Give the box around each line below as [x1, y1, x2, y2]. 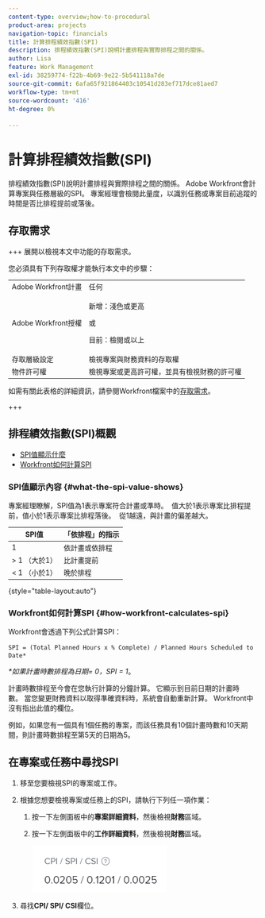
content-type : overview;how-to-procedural [8, 13, 151, 21]
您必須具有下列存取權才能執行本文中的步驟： [8, 263, 155, 273]
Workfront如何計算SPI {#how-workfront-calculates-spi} [8, 607, 229, 619]
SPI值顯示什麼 [19, 449, 66, 459]
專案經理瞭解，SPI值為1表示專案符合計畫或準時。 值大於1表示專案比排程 [8, 500, 244, 510]
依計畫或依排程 [63, 542, 113, 552]
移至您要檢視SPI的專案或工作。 [19, 778, 121, 788]
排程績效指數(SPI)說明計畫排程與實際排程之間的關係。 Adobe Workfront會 [8, 179, 250, 188]
